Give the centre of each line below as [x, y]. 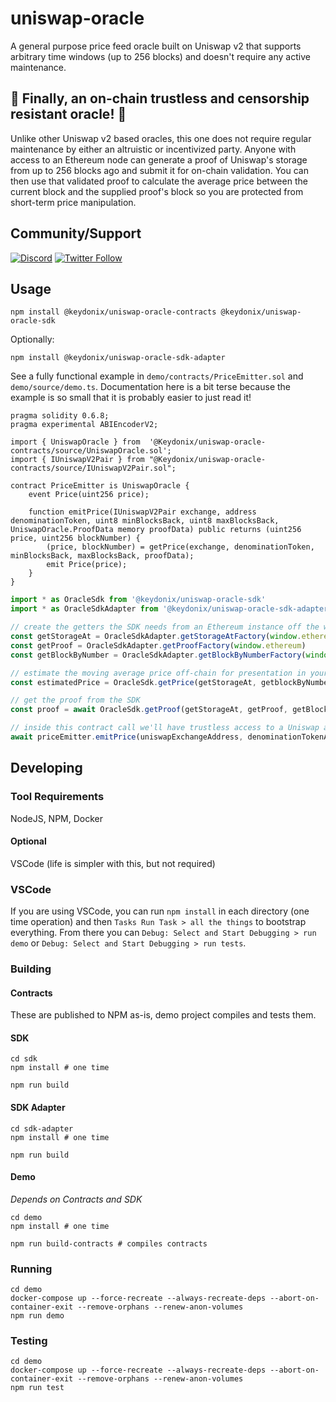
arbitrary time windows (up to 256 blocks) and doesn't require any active [160, 56]
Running [31, 1269]
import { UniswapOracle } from [75, 442]
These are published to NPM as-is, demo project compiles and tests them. [163, 1015]
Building [31, 969]
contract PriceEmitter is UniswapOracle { [100, 486]
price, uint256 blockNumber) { [75, 538]
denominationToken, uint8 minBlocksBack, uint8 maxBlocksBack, [145, 521]
